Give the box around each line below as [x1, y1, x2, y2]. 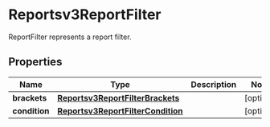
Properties [8, 55, 63, 69]
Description [190, 78, 237, 89]
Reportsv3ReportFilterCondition [57, 105, 183, 117]
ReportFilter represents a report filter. [8, 32, 132, 42]
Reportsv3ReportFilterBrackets [57, 92, 180, 103]
